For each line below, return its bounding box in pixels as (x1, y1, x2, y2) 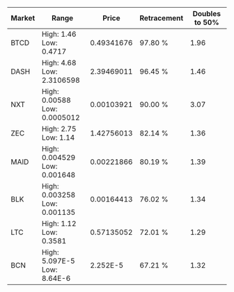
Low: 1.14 (41, 133, 75, 142)
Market (10, 13, 36, 23)
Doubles (192, 9, 221, 18)
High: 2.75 (41, 124, 77, 133)
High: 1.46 (41, 29, 77, 39)
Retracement (139, 13, 184, 23)
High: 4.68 (41, 58, 77, 67)
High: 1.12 (41, 219, 77, 228)
